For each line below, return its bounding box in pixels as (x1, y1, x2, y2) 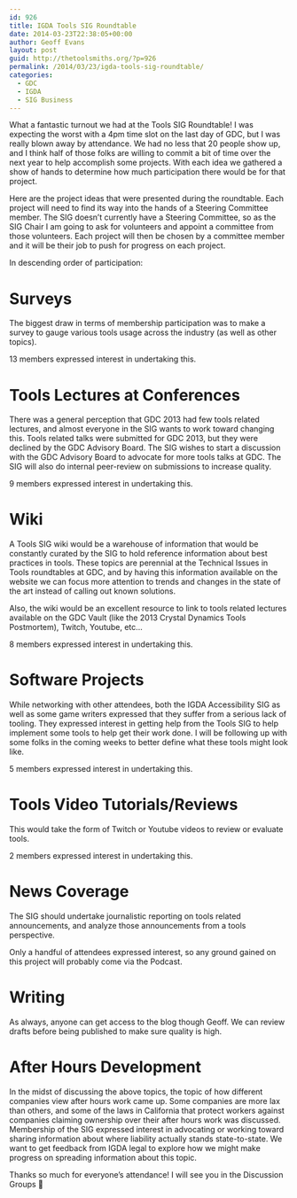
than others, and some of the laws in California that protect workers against (9, 1105, 285, 1116)
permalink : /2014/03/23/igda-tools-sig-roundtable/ (9, 63, 204, 72)
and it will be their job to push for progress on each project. (9, 240, 226, 251)
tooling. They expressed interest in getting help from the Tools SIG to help (9, 719, 279, 729)
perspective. (9, 930, 55, 940)
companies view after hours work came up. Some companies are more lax (9, 1095, 281, 1106)
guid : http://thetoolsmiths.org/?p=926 (9, 54, 157, 63)
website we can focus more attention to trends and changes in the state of (9, 577, 281, 587)
